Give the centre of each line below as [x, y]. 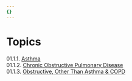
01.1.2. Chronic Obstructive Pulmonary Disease [65, 65]
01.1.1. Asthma [23, 59]
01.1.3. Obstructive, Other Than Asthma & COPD [66, 71]
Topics [24, 41]
